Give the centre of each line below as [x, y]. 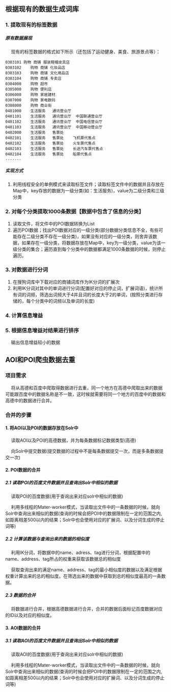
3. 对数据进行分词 [27, 270]
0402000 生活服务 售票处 [35, 133]
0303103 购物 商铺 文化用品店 [37, 73]
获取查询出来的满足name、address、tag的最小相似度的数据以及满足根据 [87, 570]
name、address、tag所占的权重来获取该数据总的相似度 [63, 559]
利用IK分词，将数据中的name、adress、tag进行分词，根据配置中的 [81, 553]
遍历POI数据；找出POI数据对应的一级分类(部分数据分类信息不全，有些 [85, 230]
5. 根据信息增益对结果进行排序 [42, 330]
